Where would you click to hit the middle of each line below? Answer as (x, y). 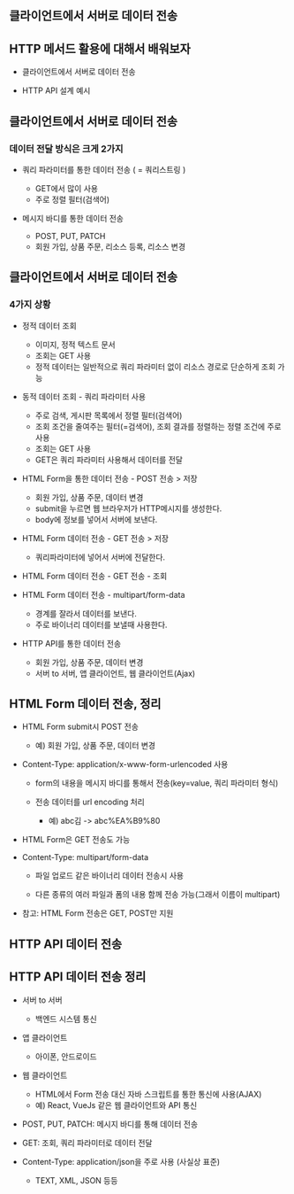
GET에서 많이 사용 (67, 188)
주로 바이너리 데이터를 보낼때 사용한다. (101, 624)
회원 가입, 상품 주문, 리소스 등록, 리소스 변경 (110, 246)
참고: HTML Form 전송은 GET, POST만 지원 (98, 913)
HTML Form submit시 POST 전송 (80, 727)
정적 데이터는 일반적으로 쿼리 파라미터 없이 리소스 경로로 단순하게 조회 (155, 367)
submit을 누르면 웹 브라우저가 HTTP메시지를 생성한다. (128, 508)
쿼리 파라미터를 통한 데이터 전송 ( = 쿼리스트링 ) (104, 169)
